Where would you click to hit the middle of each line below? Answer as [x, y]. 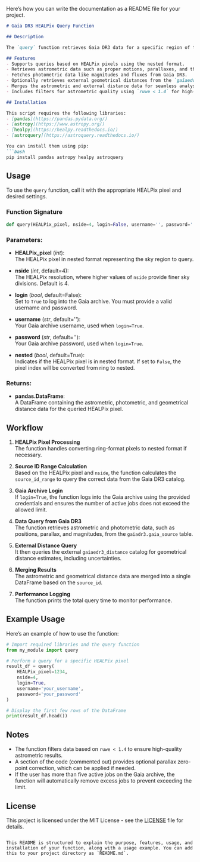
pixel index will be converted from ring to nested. [75, 367]
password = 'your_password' [49, 694]
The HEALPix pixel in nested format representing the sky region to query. [104, 259]
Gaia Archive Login [39, 491]
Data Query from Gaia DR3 [48, 522]
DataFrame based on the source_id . [59, 582]
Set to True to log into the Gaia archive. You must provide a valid [93, 301]
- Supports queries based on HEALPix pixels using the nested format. [96, 64]
